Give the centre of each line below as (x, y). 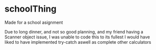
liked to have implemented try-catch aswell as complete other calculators (78, 42)
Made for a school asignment (34, 22)
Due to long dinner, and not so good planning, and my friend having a (74, 32)
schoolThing (31, 9)
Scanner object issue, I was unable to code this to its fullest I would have (77, 37)
